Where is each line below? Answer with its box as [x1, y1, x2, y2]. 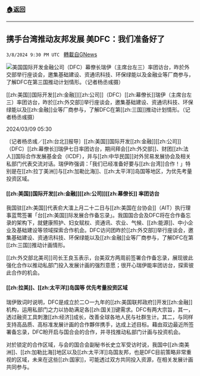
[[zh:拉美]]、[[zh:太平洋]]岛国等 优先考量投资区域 [6, 283, 128, 291]
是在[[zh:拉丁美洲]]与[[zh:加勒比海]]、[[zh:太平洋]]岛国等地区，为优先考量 [11, 168, 192, 175]
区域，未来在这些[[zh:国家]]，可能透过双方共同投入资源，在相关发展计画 [16, 356, 193, 363]
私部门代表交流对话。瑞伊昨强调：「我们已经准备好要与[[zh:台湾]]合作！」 [6, 160, 186, 168]
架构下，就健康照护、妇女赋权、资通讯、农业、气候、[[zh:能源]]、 [16, 219, 178, 226]
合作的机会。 [11, 269, 43, 276]
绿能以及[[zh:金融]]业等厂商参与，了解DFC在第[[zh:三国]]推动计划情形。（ [6, 106, 186, 113]
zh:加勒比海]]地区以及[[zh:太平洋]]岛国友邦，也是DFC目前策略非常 [24, 348, 186, 356]
